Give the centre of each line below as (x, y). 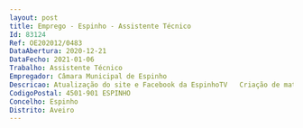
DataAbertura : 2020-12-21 (58, 51)
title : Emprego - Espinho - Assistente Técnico (101, 26)
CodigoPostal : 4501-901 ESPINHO (70, 93)
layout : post (34, 18)
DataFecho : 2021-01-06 (52, 59)
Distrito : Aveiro (42, 110)
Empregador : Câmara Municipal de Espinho (88, 77)
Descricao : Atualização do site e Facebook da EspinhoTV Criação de (145, 85)
